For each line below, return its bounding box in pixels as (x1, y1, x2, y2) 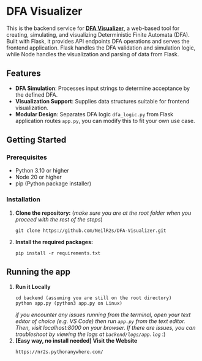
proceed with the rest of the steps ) (15, 215, 103, 223)
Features (6, 69, 41, 79)
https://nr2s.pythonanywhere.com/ (15, 349, 103, 355)
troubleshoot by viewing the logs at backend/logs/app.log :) (15, 330, 166, 338)
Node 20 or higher (15, 173, 62, 181)
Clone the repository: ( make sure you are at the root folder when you (15, 209, 192, 217)
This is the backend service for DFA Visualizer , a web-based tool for (6, 24, 180, 32)
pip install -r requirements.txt (15, 250, 101, 256)
